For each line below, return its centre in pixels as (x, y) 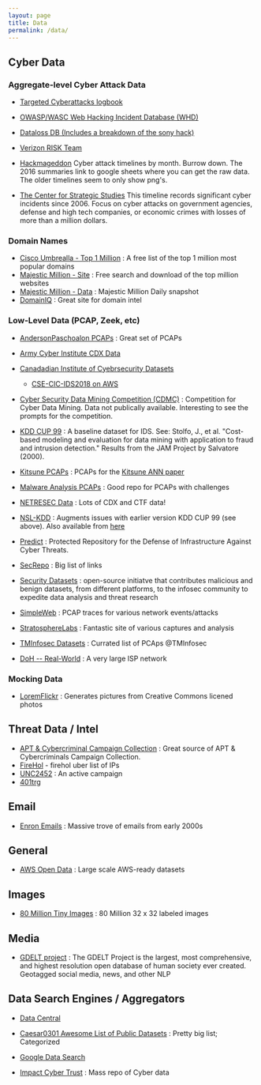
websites (34, 283)
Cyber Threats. (44, 549)
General (28, 850)
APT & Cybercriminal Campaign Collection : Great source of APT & (127, 748)
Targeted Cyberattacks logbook (71, 102)
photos (31, 704)
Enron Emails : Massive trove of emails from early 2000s (111, 826)
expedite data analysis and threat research (89, 597)
